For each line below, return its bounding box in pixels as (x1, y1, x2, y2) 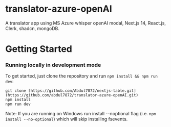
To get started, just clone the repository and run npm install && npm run (5, 73, 158, 79)
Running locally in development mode (5, 62, 101, 69)
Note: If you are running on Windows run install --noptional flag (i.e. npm (5, 111, 156, 117)
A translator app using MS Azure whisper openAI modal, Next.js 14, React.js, (5, 20, 166, 26)
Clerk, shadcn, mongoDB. (5, 25, 60, 31)
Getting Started (5, 43, 73, 55)
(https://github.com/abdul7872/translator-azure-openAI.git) (5, 93, 139, 98)
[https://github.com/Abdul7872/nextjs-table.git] (28, 88, 137, 93)
